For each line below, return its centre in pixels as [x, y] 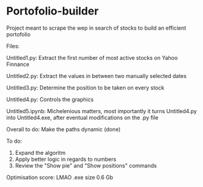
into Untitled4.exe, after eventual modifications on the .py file [82, 117]
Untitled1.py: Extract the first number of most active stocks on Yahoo [92, 57]
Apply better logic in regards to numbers [65, 159]
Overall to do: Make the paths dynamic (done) [64, 129]
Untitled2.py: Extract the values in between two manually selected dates [96, 76]
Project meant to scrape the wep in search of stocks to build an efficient [96, 28]
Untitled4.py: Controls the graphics [50, 99]
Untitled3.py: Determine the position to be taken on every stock [85, 87]
